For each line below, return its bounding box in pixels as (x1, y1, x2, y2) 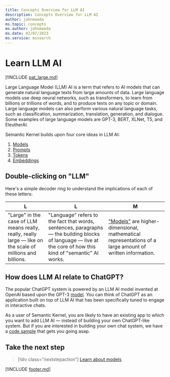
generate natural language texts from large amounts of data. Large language (5, 89, 164, 95)
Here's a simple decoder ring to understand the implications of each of (5, 185, 153, 191)
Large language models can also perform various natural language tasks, (5, 105, 158, 111)
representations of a (108, 236, 157, 243)
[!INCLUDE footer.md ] (5, 366, 51, 372)
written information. (108, 249, 155, 256)
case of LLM (8, 218, 37, 225)
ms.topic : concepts (5, 21, 47, 27)
